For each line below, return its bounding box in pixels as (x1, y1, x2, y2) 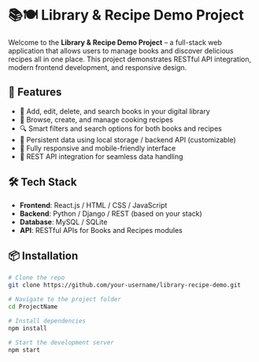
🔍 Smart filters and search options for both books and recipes (19, 124, 222, 133)
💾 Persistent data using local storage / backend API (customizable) (19, 135, 236, 144)
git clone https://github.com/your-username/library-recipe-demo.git (8, 281, 242, 290)
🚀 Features (8, 86, 62, 99)
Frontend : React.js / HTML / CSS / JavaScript (19, 200, 168, 209)
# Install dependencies (8, 316, 87, 325)
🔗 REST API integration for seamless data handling (19, 151, 183, 161)
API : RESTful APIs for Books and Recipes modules (19, 225, 183, 235)
